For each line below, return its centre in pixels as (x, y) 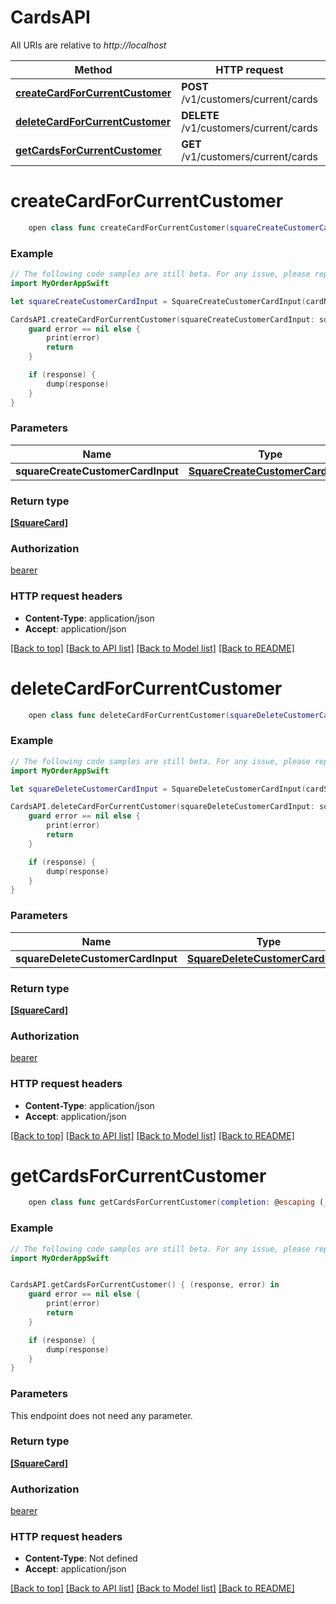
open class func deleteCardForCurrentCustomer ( (129, 715)
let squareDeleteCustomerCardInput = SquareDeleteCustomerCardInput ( (158, 789)
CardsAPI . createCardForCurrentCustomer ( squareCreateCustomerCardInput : (162, 319)
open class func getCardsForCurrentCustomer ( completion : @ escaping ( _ (178, 1202)
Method (93, 69)
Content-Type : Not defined (81, 1558)
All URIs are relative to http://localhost (88, 45)
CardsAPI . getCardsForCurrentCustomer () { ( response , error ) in (145, 1285)
